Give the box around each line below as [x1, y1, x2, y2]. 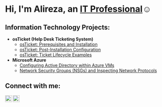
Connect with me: [5, 82, 61, 90]
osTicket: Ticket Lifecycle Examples [19, 52, 92, 58]
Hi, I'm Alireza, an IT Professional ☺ [5, 3, 152, 15]
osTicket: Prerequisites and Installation [19, 41, 98, 47]
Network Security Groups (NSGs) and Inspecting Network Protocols [19, 68, 157, 73]
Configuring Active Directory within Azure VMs [19, 63, 114, 68]
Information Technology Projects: [5, 23, 110, 32]
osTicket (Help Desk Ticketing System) [12, 36, 94, 42]
